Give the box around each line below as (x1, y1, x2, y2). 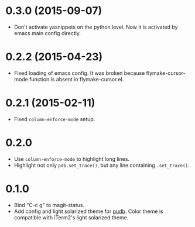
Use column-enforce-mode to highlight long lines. (13, 155, 130, 162)
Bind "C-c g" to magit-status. (13, 201, 85, 208)
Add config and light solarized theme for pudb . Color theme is (13, 208, 163, 215)
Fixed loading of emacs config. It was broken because (13, 69, 145, 77)
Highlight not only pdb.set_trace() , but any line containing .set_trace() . (13, 161, 190, 168)
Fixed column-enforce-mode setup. (13, 115, 95, 122)
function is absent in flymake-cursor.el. (29, 75, 124, 82)
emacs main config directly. (13, 29, 81, 36)
